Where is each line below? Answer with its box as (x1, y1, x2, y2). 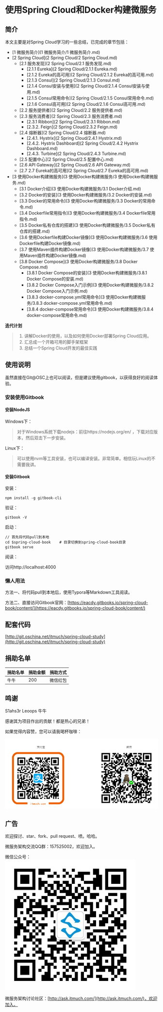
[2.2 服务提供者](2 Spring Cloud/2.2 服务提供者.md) (19, 107, 123, 113)
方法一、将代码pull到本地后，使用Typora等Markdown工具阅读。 (5, 589, 132, 595)
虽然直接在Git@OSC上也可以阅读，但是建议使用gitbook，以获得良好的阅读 (5, 374, 154, 380)
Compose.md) (19, 264, 48, 270)
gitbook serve (5, 545, 34, 550)
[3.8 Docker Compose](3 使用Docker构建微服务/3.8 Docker (19, 259, 138, 265)
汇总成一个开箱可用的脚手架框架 (24, 339, 88, 345)
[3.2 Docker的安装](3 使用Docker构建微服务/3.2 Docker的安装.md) (19, 192, 152, 198)
